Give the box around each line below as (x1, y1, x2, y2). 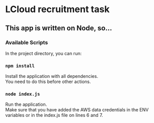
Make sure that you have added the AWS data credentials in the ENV (5, 107, 149, 113)
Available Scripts (5, 39, 48, 46)
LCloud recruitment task (5, 4, 110, 15)
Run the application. (5, 101, 47, 107)
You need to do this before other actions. (5, 78, 91, 85)
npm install (5, 63, 35, 69)
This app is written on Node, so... (5, 24, 112, 32)
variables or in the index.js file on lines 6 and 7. (5, 112, 103, 118)
